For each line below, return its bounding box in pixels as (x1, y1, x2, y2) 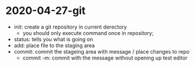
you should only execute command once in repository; (22, 29, 154, 36)
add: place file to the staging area (13, 42, 95, 49)
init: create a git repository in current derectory (13, 23, 127, 30)
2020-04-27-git (5, 4, 86, 17)
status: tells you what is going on (13, 36, 93, 43)
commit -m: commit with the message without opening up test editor (22, 54, 188, 61)
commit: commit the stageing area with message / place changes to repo (13, 48, 190, 55)
